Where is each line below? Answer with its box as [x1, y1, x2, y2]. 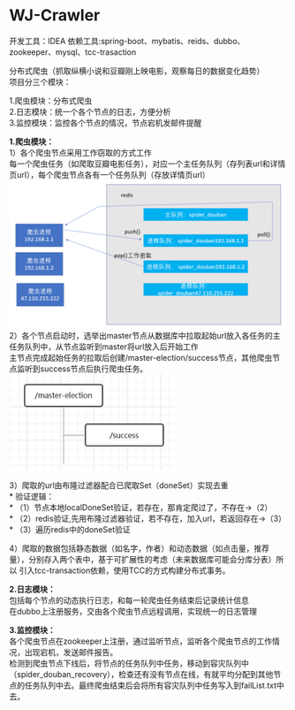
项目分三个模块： [9, 76, 72, 87]
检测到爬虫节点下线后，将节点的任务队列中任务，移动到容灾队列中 [9, 658, 249, 668]
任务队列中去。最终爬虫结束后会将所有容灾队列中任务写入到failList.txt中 [24, 680, 284, 691]
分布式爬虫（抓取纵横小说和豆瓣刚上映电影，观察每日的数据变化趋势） [9, 65, 265, 76]
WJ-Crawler [9, 5, 101, 26]
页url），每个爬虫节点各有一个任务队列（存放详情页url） [9, 169, 210, 179]
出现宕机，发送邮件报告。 [24, 646, 117, 657]
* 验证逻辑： [9, 491, 55, 501]
